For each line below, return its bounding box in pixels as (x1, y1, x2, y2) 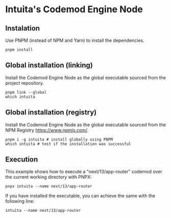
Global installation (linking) (5, 61, 93, 70)
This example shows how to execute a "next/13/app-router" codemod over (5, 169, 162, 175)
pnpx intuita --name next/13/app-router (5, 184, 93, 189)
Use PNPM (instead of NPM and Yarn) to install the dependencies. (5, 37, 144, 43)
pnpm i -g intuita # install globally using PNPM (5, 137, 113, 142)
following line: (5, 198, 35, 204)
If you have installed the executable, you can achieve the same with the (5, 193, 156, 199)
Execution (5, 155, 38, 164)
